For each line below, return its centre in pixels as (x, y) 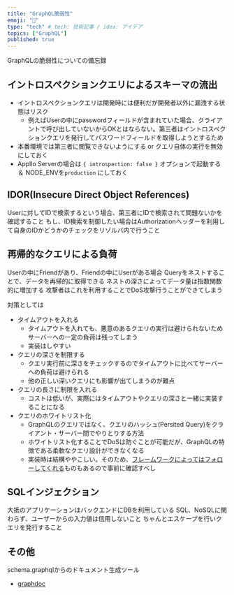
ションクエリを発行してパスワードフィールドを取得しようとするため (125, 138)
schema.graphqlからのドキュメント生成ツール (73, 570)
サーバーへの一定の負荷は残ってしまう (83, 337)
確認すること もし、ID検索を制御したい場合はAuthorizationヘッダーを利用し (116, 221)
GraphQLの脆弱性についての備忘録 (57, 61)
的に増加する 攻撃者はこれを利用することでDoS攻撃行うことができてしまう (115, 290)
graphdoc (31, 584)
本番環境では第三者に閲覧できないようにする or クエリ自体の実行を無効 (120, 146)
